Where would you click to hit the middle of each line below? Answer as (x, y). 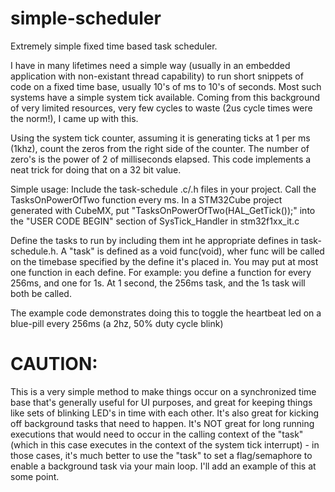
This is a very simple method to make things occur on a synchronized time (163, 391)
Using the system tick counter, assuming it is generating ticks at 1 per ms (160, 138)
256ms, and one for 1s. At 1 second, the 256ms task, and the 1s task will (158, 283)
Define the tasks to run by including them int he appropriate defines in (154, 240)
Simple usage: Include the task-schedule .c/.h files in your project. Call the (163, 189)
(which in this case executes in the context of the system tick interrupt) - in (165, 444)
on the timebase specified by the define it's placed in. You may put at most (164, 261)
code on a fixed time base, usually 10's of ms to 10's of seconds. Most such (166, 86)
